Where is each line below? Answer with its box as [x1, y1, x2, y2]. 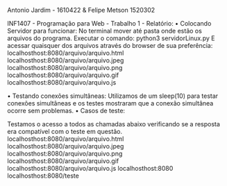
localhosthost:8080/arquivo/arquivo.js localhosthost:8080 [7, 164, 174, 172]
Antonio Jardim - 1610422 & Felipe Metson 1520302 [7, 6, 155, 14]
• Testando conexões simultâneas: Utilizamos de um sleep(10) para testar [7, 92, 219, 100]
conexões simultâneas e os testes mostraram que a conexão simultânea [7, 99, 214, 107]
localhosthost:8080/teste [7, 171, 80, 180]
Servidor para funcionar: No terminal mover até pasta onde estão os [7, 27, 203, 35]
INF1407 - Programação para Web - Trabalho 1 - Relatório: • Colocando [7, 19, 212, 27]
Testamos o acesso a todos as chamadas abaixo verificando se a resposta [7, 120, 221, 128]
